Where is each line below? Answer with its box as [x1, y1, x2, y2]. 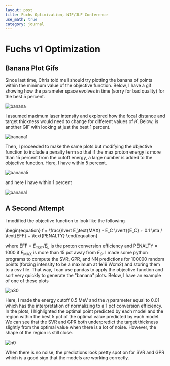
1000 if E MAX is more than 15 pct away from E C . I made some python [5, 249, 148, 257]
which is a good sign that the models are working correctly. [5, 354, 129, 361]
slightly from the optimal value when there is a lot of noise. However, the [5, 324, 156, 330]
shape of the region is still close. [5, 329, 73, 335]
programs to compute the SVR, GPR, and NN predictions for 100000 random [5, 256, 165, 262]
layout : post [5, 7, 33, 13]
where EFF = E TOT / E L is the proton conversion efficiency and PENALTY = [5, 242, 158, 250]
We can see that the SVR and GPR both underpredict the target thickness [5, 319, 158, 325]
